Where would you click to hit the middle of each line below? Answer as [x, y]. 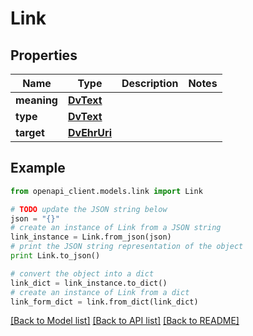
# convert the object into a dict [82, 273]
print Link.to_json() [55, 256]
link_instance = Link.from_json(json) [91, 237]
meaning [36, 100]
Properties [44, 55]
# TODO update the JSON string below [89, 209]
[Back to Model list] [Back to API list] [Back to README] [125, 321]
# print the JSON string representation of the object [127, 247]
